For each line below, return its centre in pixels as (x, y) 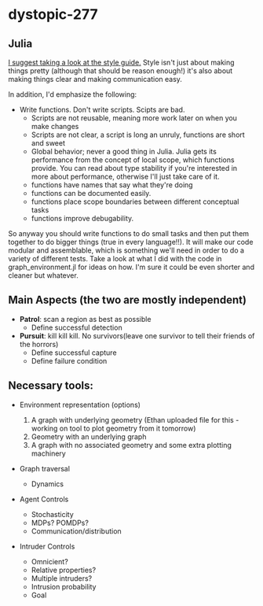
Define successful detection (77, 327)
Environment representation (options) (80, 405)
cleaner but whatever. (43, 275)
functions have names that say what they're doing (112, 185)
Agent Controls (44, 499)
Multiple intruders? (62, 578)
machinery (49, 453)
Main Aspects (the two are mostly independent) (128, 300)
